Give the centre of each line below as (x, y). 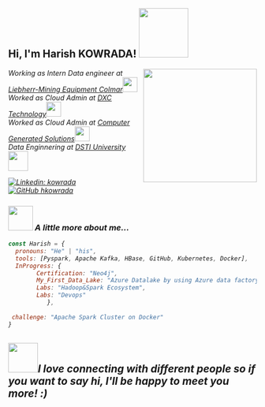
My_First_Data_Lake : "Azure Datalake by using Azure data (134, 281)
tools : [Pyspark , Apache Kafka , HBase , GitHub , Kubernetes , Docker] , (132, 258)
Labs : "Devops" (62, 295)
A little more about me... (82, 227)
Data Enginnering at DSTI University (67, 147)
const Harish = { (37, 244)
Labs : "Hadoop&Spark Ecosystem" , (91, 288)
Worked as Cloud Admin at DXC (60, 97)
